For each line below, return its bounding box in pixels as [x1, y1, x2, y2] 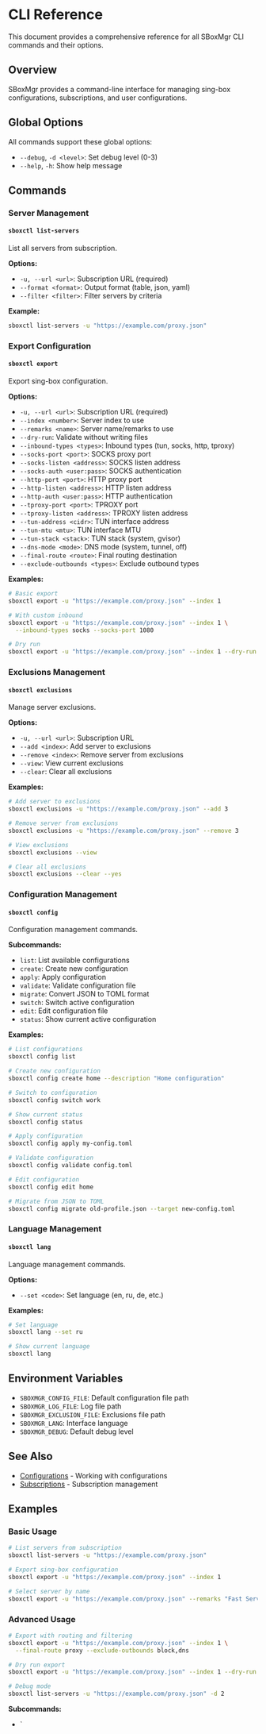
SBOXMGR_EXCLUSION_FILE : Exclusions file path [19, 1409, 165, 1419]
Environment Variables [8, 1372, 123, 1385]
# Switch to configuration [8, 1089, 97, 1096]
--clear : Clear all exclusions [19, 767, 112, 776]
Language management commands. [8, 1259, 126, 1269]
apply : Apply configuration [19, 973, 107, 982]
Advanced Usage [8, 1613, 76, 1624]
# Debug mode [8, 1682, 51, 1690]
